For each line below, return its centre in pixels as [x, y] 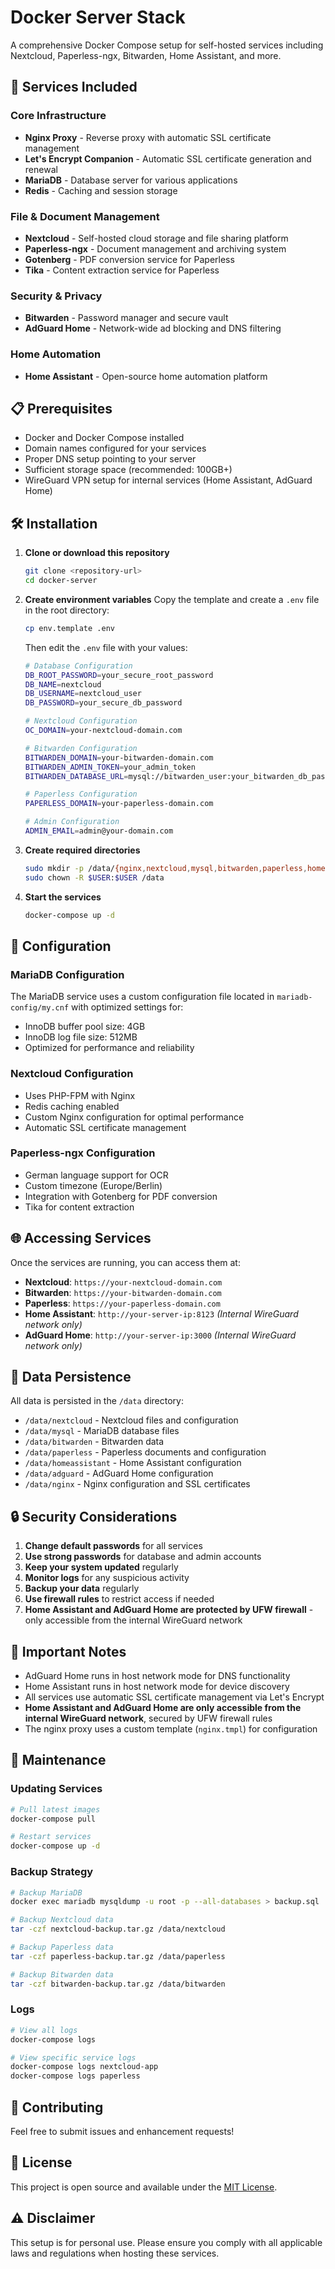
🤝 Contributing [57, 2107]
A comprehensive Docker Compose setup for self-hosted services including [167, 45]
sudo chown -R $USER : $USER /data [94, 877]
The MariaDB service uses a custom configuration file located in [142, 997]
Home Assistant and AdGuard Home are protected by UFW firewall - [169, 1610]
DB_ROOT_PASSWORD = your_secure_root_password [119, 675]
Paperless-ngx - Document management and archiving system [155, 248]
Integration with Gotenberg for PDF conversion [121, 1196]
